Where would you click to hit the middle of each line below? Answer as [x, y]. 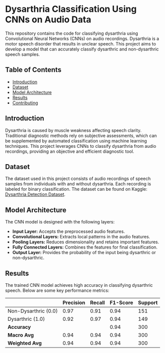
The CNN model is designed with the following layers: [60, 222]
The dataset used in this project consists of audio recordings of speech [78, 178]
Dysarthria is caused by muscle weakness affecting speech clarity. [73, 130]
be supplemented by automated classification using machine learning [76, 141]
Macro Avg [21, 335]
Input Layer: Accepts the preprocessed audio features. [69, 231]
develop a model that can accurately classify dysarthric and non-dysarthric [82, 49]
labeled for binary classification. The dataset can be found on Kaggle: [76, 189]
